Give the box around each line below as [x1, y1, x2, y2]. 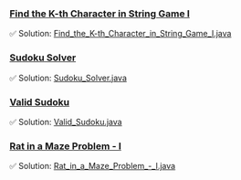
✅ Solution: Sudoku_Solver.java [9, 72, 128, 83]
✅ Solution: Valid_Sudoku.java [9, 116, 122, 127]
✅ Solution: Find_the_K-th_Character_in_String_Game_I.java [9, 28, 232, 39]
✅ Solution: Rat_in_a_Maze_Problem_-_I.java [9, 161, 176, 172]
